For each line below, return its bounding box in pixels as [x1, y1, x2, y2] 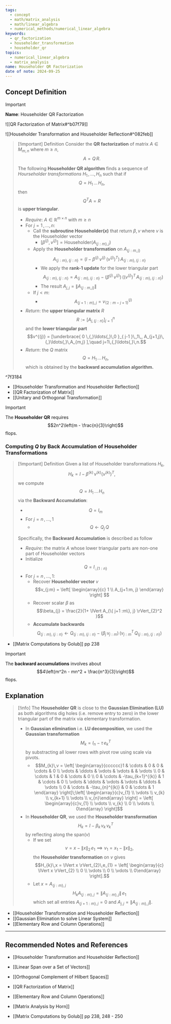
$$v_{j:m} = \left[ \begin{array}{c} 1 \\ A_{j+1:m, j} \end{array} [35, 586, 164, 592]
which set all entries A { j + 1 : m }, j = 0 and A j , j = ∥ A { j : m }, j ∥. [33, 899, 153, 906]
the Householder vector [33, 233, 83, 239]
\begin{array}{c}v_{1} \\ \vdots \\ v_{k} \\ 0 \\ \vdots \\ [44, 800, 154, 806]
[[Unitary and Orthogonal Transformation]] [12, 395, 102, 401]
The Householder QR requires [5, 414, 69, 421]
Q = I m [89, 507, 103, 514]
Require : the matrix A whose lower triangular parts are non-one [25, 545, 158, 551]
